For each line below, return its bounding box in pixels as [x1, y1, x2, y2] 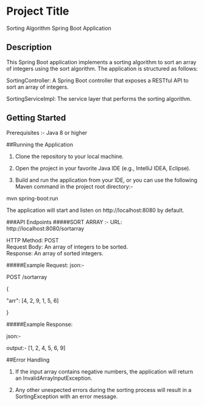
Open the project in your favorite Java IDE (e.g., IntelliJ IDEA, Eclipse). [15, 164, 191, 172]
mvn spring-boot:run [6, 194, 58, 202]
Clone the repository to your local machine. [15, 153, 124, 160]
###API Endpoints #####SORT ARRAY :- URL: [6, 218, 123, 225]
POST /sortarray [6, 273, 47, 280]
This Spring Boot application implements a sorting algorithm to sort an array [6, 58, 197, 65]
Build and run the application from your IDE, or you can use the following [15, 176, 198, 184]
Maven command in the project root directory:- [15, 183, 133, 190]
